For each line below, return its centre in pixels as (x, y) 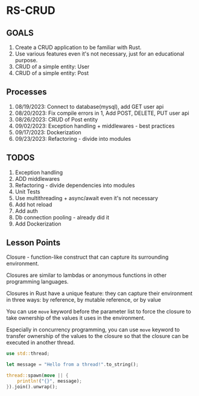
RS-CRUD (31, 11)
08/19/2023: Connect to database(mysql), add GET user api (89, 106)
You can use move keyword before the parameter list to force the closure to (99, 311)
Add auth (26, 211)
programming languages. (37, 282)
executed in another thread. (41, 343)
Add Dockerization (38, 224)
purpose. (26, 60)
